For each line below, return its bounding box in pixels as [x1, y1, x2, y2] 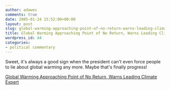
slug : [5, 26, 17, 31]
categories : [5, 40, 30, 45]
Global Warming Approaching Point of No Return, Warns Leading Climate [5, 73, 157, 79]
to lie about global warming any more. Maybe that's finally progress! [5, 64, 148, 70]
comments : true [5, 12, 37, 17]
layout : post [5, 21, 33, 27]
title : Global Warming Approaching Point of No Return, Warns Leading [5, 31, 157, 36]
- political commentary [5, 45, 56, 50]
